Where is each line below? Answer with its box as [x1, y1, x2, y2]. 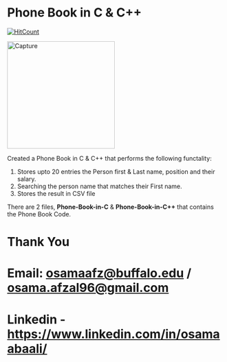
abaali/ [7, 341, 47, 357]
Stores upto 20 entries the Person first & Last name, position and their [17, 167, 215, 176]
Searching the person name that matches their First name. [17, 182, 182, 190]
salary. [17, 174, 36, 183]
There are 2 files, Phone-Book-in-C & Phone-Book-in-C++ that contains [7, 203, 215, 211]
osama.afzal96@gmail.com [7, 280, 169, 296]
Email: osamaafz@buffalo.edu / [7, 266, 192, 281]
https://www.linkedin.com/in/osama [7, 326, 220, 341]
